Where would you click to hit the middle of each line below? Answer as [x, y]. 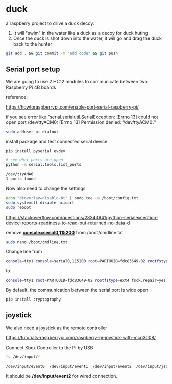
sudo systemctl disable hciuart [40, 203]
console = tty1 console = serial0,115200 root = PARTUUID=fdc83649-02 [76, 261]
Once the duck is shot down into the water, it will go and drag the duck [88, 38]
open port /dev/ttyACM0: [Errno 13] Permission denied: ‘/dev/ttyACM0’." [81, 122]
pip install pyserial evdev [36, 151]
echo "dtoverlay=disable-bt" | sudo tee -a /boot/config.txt [72, 198]
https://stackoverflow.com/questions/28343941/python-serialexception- [82, 217]
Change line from [24, 252]
